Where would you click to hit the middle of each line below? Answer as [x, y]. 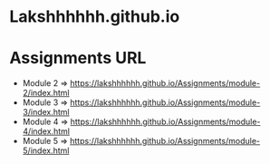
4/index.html [46, 131]
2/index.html [46, 93]
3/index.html [46, 112]
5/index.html [46, 150]
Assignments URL [78, 58]
